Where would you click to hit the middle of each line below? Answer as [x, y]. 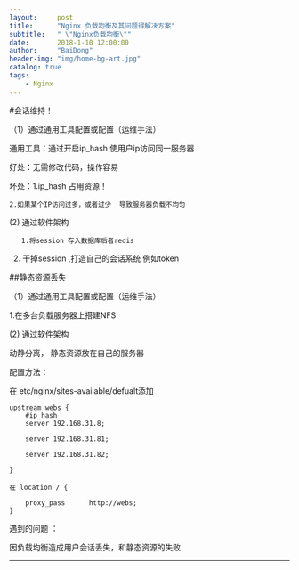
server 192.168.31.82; [67, 454]
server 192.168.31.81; [67, 439]
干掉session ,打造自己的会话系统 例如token [101, 258]
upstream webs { [39, 407]
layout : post [41, 17]
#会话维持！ [31, 110]
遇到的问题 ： [34, 528]
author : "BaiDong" [51, 51]
